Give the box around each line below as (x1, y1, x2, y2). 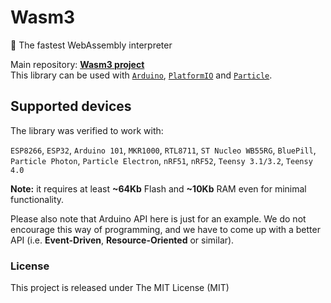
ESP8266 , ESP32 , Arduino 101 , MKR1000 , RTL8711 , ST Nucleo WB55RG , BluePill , (10, 144, 317, 156)
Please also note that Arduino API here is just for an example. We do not (10, 212, 307, 225)
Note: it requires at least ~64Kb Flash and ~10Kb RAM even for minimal (10, 182, 307, 195)
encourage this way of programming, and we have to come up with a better (10, 223, 321, 235)
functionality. (10, 193, 65, 205)
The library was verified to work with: (10, 124, 164, 136)
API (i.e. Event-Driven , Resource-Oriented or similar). (10, 234, 235, 246)
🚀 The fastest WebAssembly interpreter (10, 39, 173, 51)
